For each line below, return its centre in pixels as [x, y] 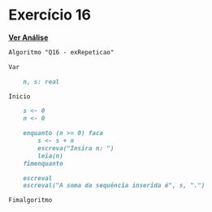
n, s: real [41, 82]
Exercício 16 [50, 15]
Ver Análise [28, 37]
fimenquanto [43, 163]
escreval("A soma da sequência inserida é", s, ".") [114, 186]
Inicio [19, 96]
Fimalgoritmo [30, 201]
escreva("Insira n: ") [76, 148]
